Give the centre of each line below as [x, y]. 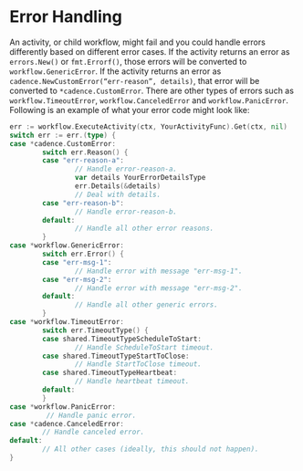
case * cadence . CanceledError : [67, 424]
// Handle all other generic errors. [146, 305]
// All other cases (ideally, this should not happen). [151, 449]
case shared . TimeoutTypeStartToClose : [116, 356]
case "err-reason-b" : [84, 203]
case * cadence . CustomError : [63, 143]
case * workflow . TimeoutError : [67, 322]
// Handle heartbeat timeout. [132, 382]
